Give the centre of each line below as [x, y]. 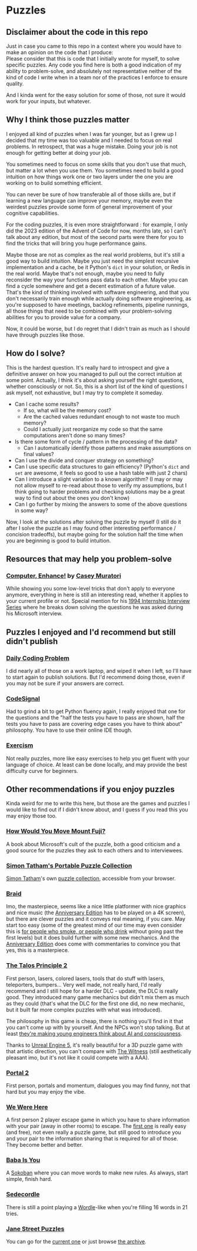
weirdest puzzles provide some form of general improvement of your [89, 207]
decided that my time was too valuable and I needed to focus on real [89, 140]
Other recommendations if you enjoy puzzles [91, 789]
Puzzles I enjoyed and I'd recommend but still [91, 632]
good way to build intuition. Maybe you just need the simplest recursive [93, 261]
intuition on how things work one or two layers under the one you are [90, 177]
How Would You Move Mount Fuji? [56, 831]
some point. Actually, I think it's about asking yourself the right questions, [95, 380]
